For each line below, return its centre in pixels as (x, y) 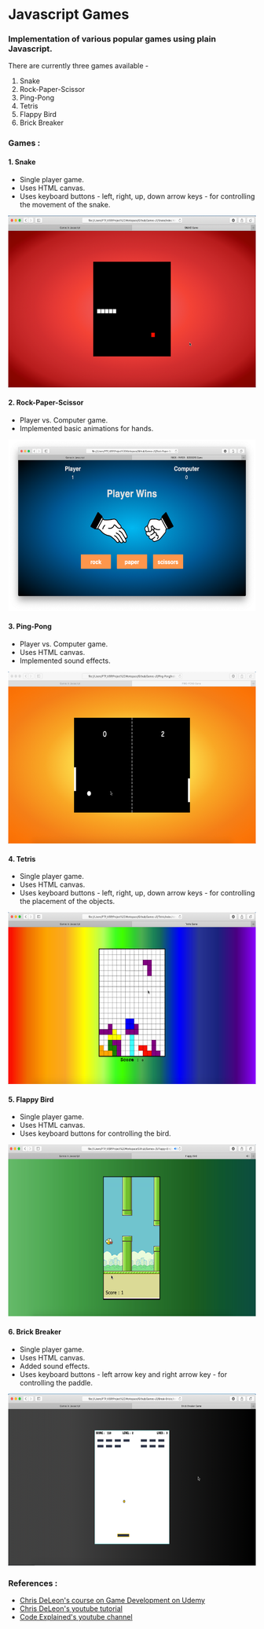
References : (33, 1583)
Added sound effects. (55, 1366)
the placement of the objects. (67, 902)
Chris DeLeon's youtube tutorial (71, 1609)
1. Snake (22, 162)
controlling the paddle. (56, 1382)
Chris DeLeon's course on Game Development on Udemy (112, 1600)
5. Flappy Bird (31, 1099)
